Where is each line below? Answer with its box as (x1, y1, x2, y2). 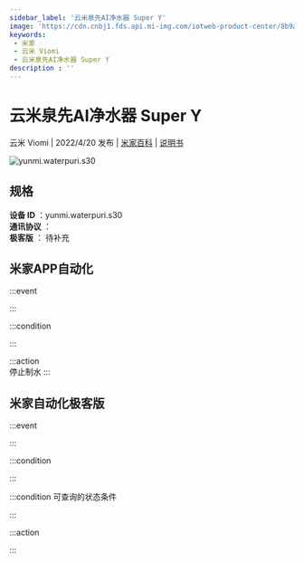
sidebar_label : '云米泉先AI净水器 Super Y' (9, 13, 166, 23)
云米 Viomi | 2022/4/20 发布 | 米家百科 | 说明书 (9, 137, 184, 148)
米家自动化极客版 (9, 395, 105, 411)
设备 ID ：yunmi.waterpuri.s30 (9, 209, 123, 220)
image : (9, 22, 34, 31)
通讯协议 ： (9, 221, 52, 232)
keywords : (9, 30, 47, 39)
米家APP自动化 (9, 262, 93, 277)
